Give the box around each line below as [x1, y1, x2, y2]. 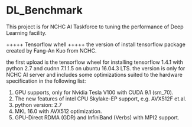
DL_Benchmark [6, 4, 83, 17]
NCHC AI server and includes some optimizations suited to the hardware [6, 71, 183, 78]
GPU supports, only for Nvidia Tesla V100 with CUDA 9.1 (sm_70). [14, 89, 174, 96]
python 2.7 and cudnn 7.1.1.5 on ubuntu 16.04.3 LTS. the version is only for [6, 64, 186, 71]
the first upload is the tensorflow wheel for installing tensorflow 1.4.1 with [6, 58, 183, 66]
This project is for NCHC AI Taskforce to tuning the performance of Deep [6, 23, 184, 30]
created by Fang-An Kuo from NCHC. [6, 47, 97, 54]
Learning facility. [6, 29, 47, 36]
